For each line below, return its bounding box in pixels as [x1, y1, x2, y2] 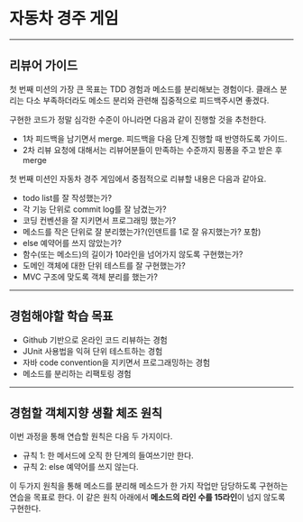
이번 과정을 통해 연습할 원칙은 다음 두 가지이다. [9, 431, 173, 442]
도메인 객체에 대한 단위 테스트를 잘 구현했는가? [22, 260, 187, 270]
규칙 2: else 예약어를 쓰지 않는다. [22, 462, 139, 472]
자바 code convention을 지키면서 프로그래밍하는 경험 [22, 357, 210, 368]
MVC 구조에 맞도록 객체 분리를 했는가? [22, 271, 159, 282]
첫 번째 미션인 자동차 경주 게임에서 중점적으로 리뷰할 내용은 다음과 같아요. [9, 173, 267, 184]
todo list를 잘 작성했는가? [22, 192, 113, 203]
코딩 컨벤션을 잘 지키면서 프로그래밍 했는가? [22, 215, 177, 225]
